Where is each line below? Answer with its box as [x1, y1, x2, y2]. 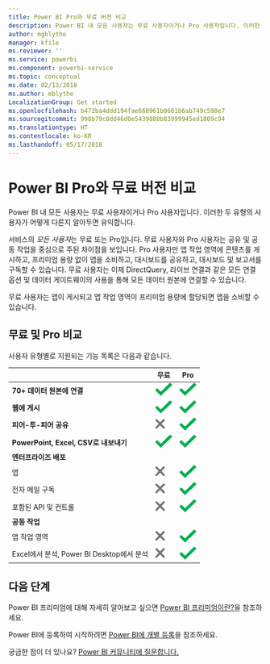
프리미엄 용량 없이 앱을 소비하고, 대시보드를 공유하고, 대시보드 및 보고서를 [31, 254, 262, 264]
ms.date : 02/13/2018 [8, 81, 78, 89]
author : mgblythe [8, 30, 67, 38]
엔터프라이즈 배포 [11, 453, 66, 462]
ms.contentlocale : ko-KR [8, 132, 92, 140]
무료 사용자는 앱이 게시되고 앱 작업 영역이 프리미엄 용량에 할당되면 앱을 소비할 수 [8, 291, 260, 302]
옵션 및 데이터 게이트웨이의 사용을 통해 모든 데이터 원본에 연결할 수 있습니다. [8, 274, 247, 284]
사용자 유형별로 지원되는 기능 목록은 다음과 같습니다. [8, 351, 172, 361]
